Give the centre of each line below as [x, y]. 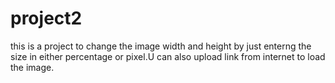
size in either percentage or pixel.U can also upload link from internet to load [168, 56]
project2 [46, 18]
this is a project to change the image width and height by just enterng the [161, 46]
